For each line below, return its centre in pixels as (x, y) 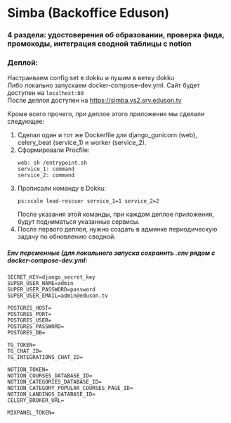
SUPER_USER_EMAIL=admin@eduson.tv (58, 296)
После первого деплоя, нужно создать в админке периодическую (117, 229)
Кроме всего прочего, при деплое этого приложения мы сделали (106, 114)
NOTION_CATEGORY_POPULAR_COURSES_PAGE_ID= (70, 389)
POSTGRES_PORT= (29, 315)
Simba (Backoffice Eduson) (88, 13)
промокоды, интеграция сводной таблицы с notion (99, 44)
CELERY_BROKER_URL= (36, 400)
